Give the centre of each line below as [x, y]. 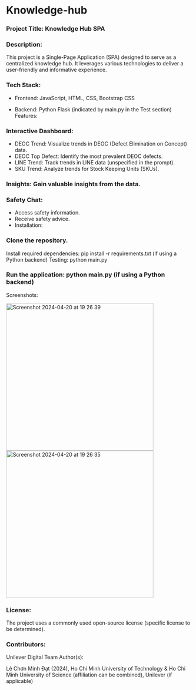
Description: [24, 45]
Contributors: [26, 645]
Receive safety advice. [42, 219]
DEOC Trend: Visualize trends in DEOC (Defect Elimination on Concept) [101, 144]
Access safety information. [47, 213]
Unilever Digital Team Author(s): [45, 657]
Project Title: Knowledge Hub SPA [56, 29]
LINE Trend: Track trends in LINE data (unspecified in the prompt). [95, 162]
